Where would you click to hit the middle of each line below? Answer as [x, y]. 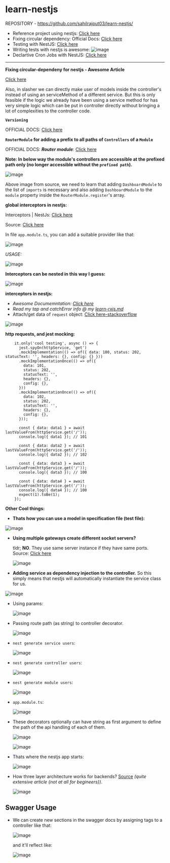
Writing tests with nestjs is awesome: [51, 49]
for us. [19, 584]
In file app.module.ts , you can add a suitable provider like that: [70, 234]
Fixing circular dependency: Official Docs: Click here [67, 39]
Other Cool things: [25, 508]
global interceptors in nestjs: [36, 205]
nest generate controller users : [47, 663]
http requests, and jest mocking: [40, 334]
